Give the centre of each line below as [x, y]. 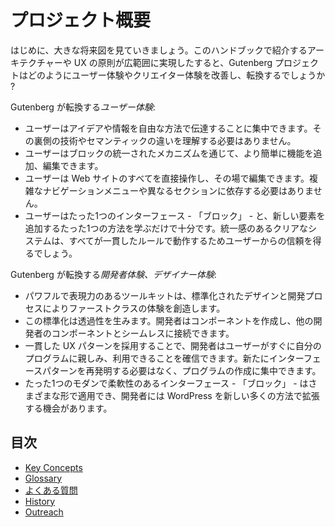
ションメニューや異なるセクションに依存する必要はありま [195, 190]
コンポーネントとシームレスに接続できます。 [143, 333]
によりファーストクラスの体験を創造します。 [134, 308]
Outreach [44, 512]
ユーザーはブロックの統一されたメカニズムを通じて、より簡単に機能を [169, 153]
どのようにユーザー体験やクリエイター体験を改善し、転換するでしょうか [176, 75]
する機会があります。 [68, 408]
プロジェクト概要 [81, 20]
